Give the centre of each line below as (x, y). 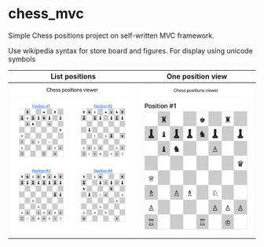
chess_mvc (46, 14)
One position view (197, 76)
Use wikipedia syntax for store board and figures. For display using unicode (130, 50)
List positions (73, 76)
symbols (22, 59)
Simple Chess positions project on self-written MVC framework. (111, 35)
